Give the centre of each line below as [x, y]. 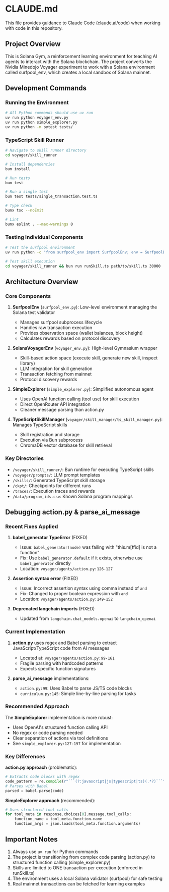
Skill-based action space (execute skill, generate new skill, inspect [89, 358]
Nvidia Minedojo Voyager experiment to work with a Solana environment [80, 67]
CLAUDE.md [32, 9]
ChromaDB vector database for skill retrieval [66, 445]
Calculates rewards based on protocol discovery [70, 338]
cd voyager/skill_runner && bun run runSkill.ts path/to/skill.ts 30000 [83, 266]
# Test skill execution [30, 261]
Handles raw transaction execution [56, 328]
